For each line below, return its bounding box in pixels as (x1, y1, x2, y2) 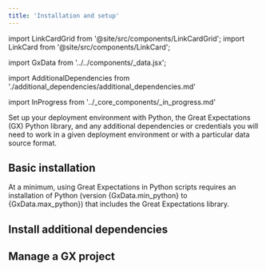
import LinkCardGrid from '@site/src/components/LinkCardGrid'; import (8, 34, 245, 43)
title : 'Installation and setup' (8, 11, 120, 20)
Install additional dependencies (8, 222, 169, 236)
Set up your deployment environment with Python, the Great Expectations (8, 113, 251, 122)
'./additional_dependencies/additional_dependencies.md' (8, 82, 196, 91)
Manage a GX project (8, 249, 116, 264)
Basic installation (8, 161, 96, 175)
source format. (8, 137, 58, 148)
